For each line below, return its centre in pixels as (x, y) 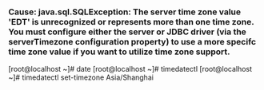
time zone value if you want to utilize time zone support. (119, 52)
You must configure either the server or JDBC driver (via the (127, 32)
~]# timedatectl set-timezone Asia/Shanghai (81, 77)
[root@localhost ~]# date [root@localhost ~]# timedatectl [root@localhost (130, 69)
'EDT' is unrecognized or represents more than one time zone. (131, 22)
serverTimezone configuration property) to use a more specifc (132, 41)
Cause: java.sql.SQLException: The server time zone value (125, 12)
